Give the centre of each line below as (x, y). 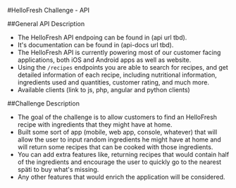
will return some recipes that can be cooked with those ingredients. (115, 147)
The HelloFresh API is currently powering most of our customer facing (119, 52)
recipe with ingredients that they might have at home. (95, 125)
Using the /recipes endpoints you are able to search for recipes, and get (123, 67)
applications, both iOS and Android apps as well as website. (104, 60)
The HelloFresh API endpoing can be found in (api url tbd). (102, 37)
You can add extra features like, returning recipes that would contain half (123, 155)
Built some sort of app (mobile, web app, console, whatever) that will (117, 132)
